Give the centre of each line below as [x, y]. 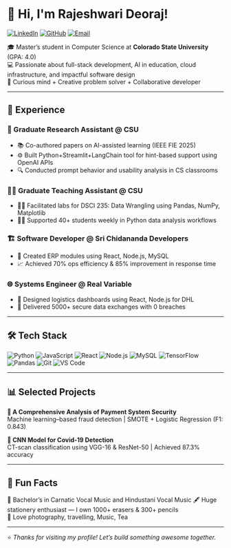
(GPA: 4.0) [22, 57]
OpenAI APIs [35, 162]
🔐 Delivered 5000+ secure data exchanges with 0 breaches [101, 307]
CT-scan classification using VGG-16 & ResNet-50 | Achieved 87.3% [104, 447]
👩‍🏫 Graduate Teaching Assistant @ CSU [75, 190]
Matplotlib [31, 212]
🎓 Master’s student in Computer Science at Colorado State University [108, 47]
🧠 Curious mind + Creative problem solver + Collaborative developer [104, 81]
